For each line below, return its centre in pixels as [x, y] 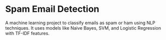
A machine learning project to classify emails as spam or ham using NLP [80, 23]
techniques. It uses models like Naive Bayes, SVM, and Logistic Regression [83, 28]
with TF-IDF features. [27, 33]
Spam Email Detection [52, 9]
